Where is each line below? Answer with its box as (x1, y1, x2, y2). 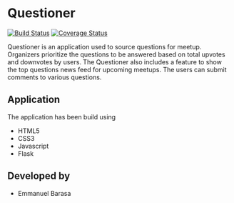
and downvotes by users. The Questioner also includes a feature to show (7, 57, 223, 66)
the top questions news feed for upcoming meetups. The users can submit (7, 65, 227, 74)
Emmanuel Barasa (17, 189, 71, 197)
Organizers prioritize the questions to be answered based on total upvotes (7, 50, 226, 59)
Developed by (7, 170, 71, 182)
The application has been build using (7, 112, 116, 121)
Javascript (17, 142, 49, 150)
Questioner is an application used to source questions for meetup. (7, 42, 202, 51)
